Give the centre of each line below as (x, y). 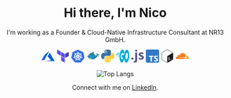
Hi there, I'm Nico (115, 13)
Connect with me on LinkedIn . (115, 87)
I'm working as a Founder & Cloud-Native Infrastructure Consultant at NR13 (115, 32)
